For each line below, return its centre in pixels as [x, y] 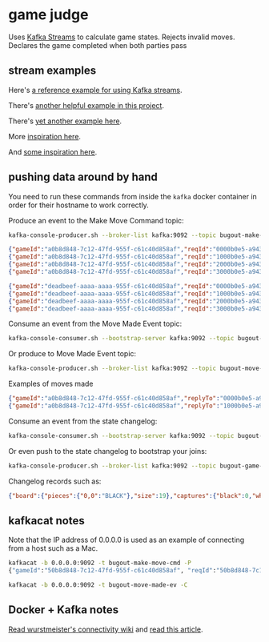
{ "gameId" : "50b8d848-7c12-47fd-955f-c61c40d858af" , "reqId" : [112, 571]
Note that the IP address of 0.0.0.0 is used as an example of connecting [126, 540]
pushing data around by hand [83, 177]
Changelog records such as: [55, 481]
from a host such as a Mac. [53, 548]
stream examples [52, 71]
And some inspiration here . [53, 152]
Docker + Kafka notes [64, 610]
